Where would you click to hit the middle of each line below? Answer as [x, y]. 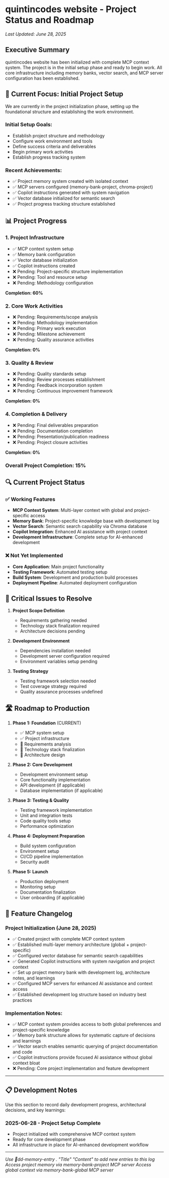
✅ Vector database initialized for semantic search [64, 199]
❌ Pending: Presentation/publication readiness [61, 436]
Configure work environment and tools [53, 141]
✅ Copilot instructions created [44, 266]
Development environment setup [54, 774]
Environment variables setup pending [59, 661]
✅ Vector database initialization [45, 260]
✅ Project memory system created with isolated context [70, 181]
